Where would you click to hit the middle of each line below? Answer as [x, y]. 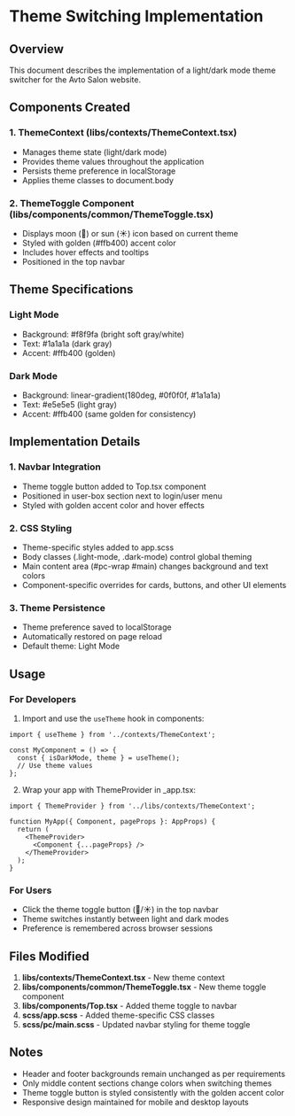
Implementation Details [75, 442]
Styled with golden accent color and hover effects [113, 505]
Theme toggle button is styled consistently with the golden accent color [153, 1092]
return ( [33, 829]
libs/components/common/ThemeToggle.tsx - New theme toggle [144, 987]
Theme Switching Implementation [136, 16]
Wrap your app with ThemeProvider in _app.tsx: [109, 789]
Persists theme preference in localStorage [99, 171]
